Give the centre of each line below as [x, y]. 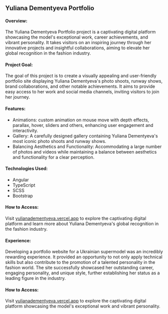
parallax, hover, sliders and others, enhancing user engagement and [83, 125]
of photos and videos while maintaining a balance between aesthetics [85, 151]
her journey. [18, 97]
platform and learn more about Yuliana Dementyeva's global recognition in [82, 223]
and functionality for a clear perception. [53, 157]
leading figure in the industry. [36, 278]
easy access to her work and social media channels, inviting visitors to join [82, 92]
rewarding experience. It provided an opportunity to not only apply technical [84, 257]
